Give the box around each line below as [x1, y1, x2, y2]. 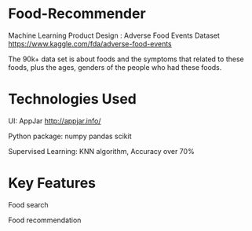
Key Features [8, 174, 97, 192]
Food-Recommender [8, 5, 147, 23]
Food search [8, 200, 49, 209]
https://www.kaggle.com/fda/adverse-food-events [8, 38, 172, 48]
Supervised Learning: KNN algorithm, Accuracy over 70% [8, 146, 195, 156]
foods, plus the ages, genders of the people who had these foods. [8, 62, 222, 71]
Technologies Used [8, 90, 137, 108]
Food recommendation [8, 215, 82, 225]
